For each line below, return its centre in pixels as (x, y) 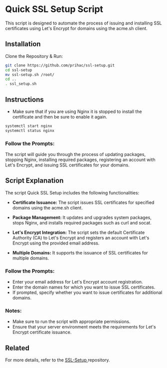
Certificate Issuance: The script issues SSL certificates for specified (83, 202)
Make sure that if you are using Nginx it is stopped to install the (77, 111)
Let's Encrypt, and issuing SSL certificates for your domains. (67, 165)
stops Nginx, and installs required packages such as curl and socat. (82, 222)
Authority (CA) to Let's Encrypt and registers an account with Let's (81, 237)
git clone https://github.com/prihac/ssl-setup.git (60, 65)
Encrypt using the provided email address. (56, 243)
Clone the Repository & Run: (34, 56)
